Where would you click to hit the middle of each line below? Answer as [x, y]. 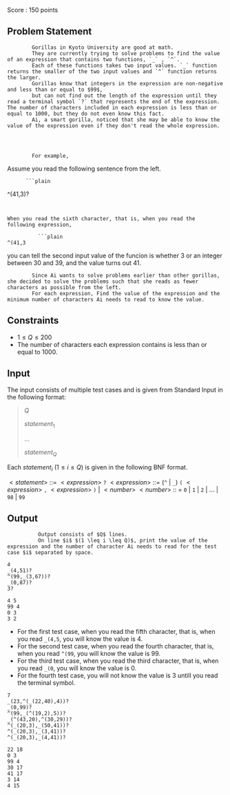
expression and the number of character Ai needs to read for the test [112, 547]
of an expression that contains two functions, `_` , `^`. [94, 59]
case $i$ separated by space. [51, 552]
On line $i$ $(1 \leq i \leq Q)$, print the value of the [123, 540]
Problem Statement [50, 31]
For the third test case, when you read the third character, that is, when [118, 661]
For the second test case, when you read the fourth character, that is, [115, 646]
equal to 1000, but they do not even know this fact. [86, 114]
